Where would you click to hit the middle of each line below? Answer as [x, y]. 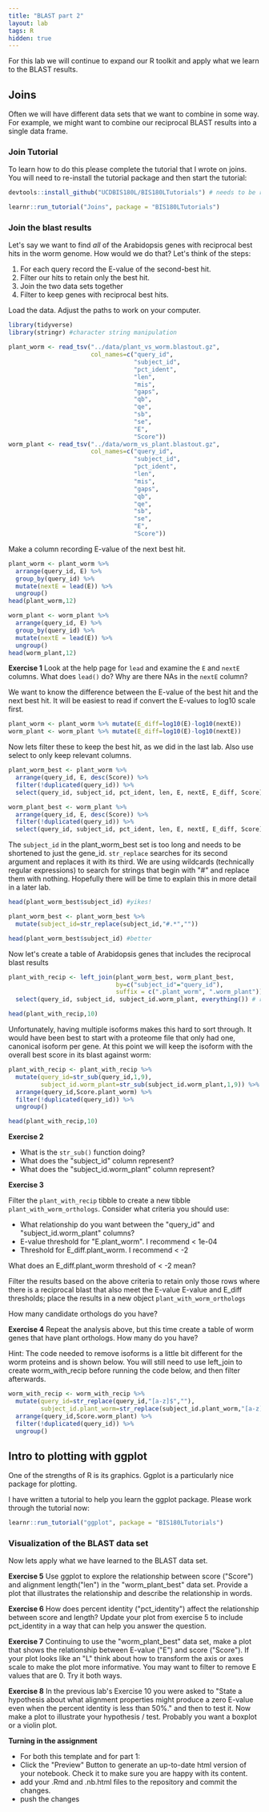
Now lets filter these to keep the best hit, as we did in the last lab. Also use [131, 747]
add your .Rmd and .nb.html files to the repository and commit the [128, 1782]
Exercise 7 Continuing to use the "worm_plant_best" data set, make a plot [130, 1642]
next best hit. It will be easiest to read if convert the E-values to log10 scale [132, 701]
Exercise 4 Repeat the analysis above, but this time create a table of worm [131, 1329]
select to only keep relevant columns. [70, 755]
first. [16, 709]
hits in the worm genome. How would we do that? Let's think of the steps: [130, 254]
